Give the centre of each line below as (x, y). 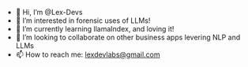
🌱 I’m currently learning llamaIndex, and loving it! (95, 29)
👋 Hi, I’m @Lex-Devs (49, 12)
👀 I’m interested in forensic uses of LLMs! (83, 20)
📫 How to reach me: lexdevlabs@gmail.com (88, 54)
